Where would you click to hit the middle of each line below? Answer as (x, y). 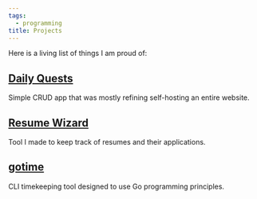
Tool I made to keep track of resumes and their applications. (107, 142)
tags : (17, 16)
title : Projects (35, 30)
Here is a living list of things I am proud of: (78, 54)
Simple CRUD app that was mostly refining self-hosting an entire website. (129, 98)
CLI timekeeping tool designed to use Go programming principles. (117, 186)
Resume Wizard (49, 123)
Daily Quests (41, 78)
